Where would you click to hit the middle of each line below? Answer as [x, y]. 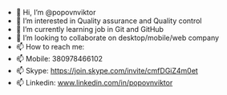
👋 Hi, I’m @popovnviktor [56, 12]
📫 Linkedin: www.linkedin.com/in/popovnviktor [94, 83]
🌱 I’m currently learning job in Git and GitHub [90, 29]
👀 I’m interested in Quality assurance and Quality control [109, 21]
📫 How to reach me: [50, 47]
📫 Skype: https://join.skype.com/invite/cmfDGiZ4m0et [107, 71]
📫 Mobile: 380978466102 [59, 59]
